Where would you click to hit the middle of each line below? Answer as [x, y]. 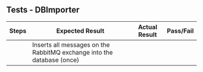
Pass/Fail [180, 31]
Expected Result [80, 31]
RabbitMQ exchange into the [72, 52]
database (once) [56, 60]
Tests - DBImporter [43, 10]
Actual [148, 27]
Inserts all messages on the [71, 45]
